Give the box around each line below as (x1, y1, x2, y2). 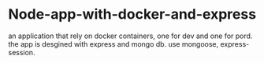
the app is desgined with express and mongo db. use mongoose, (8, 39, 219, 48)
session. (8, 47, 35, 57)
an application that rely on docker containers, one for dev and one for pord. (8, 31, 253, 40)
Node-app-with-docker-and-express (8, 5, 257, 23)
